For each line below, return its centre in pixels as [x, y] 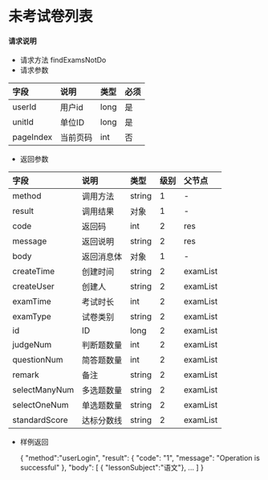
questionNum [38, 360]
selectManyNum [43, 390]
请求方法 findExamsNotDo [63, 60]
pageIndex [32, 137]
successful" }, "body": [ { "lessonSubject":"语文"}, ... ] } [112, 468]
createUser [33, 286]
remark [26, 375]
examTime [32, 302]
